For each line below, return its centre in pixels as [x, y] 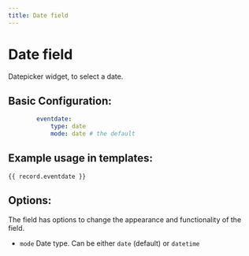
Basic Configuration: [60, 100]
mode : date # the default [93, 134]
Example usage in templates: [81, 158]
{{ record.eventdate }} [47, 176]
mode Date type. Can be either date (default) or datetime [110, 243]
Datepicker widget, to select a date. [66, 76]
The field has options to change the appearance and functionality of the [125, 219]
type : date [68, 127]
